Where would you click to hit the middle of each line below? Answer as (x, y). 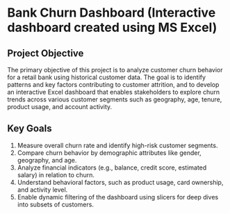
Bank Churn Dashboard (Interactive (112, 13)
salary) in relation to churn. (56, 174)
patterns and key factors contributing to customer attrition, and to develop (113, 84)
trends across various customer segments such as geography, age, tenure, (115, 99)
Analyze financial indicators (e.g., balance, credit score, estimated (112, 167)
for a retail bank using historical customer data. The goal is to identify (107, 77)
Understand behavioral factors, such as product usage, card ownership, (120, 182)
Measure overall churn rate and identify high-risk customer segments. (117, 145)
